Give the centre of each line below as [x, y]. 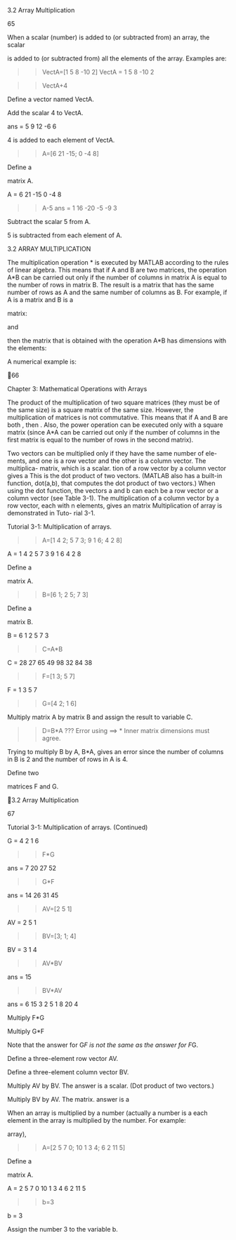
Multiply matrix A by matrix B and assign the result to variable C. [100, 717]
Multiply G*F [26, 1031]
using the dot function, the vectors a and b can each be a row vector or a [113, 490]
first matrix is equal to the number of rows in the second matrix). [100, 440]
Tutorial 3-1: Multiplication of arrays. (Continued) [78, 827]
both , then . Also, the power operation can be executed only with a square [115, 425]
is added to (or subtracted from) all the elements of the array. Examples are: [117, 58]
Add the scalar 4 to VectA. [45, 113]
